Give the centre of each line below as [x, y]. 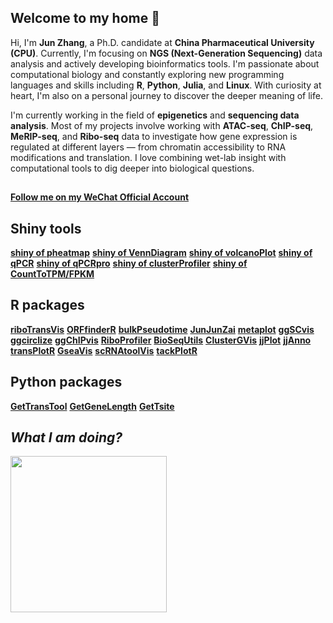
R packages [47, 305]
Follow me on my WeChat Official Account [100, 197]
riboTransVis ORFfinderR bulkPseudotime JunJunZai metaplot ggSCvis [162, 329]
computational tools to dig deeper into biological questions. [132, 168]
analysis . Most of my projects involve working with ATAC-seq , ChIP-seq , [162, 125]
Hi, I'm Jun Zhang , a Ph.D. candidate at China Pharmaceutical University [162, 42]
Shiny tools [46, 228]
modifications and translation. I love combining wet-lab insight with [148, 157]
